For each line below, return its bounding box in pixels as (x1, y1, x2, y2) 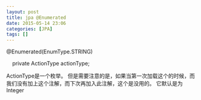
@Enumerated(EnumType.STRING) (6, 48, 93, 55)
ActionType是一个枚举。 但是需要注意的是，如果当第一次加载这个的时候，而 (6, 72, 196, 79)
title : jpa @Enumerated (6, 15, 67, 21)
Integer (6, 87, 24, 94)
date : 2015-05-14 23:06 (6, 20, 67, 26)
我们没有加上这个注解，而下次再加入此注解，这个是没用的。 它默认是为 (6, 80, 183, 87)
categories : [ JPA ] (6, 25, 53, 32)
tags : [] (6, 32, 28, 38)
